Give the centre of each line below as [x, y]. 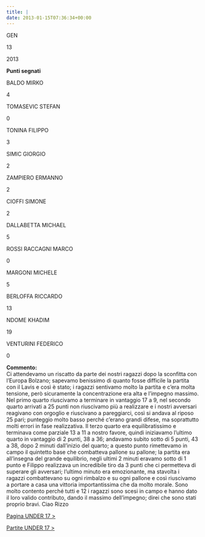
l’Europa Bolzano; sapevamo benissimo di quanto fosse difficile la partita [98, 380]
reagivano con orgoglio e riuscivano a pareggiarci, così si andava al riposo [100, 413]
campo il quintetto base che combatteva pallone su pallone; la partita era [98, 452]
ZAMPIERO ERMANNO [35, 178]
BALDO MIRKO [25, 83]
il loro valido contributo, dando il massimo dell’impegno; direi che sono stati [102, 497]
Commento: [22, 367]
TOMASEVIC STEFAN [33, 106]
